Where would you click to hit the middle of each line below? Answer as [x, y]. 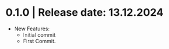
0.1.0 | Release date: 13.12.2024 [84, 13]
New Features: [32, 29]
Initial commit [39, 34]
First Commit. [39, 41]
